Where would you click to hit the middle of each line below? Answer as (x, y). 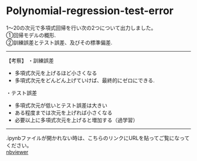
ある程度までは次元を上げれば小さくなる (63, 112)
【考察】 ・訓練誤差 (30, 61)
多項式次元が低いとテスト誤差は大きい (61, 105)
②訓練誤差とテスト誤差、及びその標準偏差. (59, 42)
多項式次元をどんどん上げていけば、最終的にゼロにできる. (85, 80)
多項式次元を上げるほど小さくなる (56, 73)
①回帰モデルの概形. (31, 35)
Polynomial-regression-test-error (90, 11)
